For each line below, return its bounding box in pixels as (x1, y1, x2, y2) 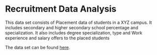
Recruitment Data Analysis (5, 3, 117, 15)
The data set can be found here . (5, 44, 70, 50)
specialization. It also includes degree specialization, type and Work (5, 30, 142, 36)
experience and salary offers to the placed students (5, 35, 109, 41)
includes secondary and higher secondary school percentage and (5, 24, 138, 30)
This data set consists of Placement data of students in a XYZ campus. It (5, 19, 152, 25)
